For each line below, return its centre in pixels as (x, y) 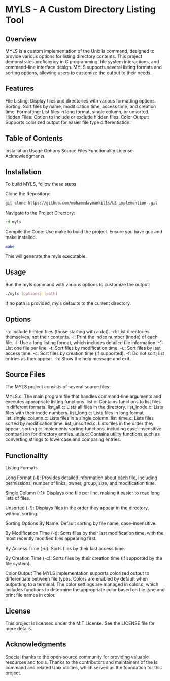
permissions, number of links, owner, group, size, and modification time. (81, 483)
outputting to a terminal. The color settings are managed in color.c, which (82, 584)
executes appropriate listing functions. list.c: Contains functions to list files (83, 402)
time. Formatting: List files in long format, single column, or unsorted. (77, 111)
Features (20, 89)
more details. (19, 628)
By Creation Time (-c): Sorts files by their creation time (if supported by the (84, 558)
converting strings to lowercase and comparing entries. (63, 439)
